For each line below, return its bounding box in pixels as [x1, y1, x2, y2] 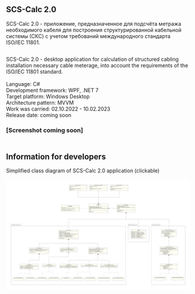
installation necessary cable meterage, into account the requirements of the [6, 62, 189, 69]
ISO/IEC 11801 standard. [6, 68, 63, 75]
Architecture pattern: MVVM [6, 99, 74, 106]
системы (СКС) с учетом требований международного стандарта [6, 32, 171, 40]
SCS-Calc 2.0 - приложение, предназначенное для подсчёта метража [6, 20, 182, 27]
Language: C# [6, 81, 40, 88]
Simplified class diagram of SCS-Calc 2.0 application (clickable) [6, 167, 160, 174]
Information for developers [6, 151, 106, 161]
